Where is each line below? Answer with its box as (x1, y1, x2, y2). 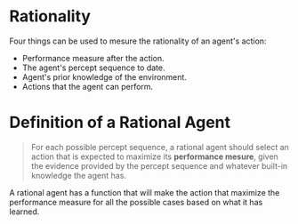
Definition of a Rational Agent (9, 113, 231, 132)
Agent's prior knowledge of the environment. (21, 71, 187, 82)
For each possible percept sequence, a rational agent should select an (30, 141, 289, 152)
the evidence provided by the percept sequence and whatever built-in (30, 160, 288, 171)
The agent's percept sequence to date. (21, 62, 166, 73)
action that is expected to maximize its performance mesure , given (30, 151, 278, 162)
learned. (9, 206, 40, 217)
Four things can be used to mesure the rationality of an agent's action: (9, 36, 267, 46)
